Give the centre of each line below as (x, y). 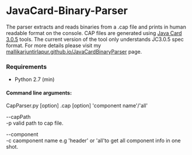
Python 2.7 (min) (34, 79)
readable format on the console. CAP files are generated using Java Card (94, 33)
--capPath (18, 117)
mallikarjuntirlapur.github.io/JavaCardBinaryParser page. (74, 51)
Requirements (27, 66)
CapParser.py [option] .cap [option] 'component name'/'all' (77, 105)
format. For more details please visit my (53, 45)
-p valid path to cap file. (35, 123)
